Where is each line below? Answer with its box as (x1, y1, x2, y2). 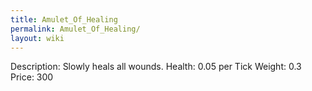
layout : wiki (10, 33, 65, 43)
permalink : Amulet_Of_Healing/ (10, 24, 141, 34)
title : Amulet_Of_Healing (10, 14, 118, 25)
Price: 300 (10, 71, 54, 83)
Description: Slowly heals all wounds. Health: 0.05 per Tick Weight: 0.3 (10, 61, 302, 73)
